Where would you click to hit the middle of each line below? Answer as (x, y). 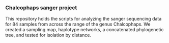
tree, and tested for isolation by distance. (48, 35)
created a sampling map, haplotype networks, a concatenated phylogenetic (84, 30)
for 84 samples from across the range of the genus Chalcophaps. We (78, 24)
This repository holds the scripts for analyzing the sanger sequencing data (83, 19)
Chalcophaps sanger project (41, 8)
